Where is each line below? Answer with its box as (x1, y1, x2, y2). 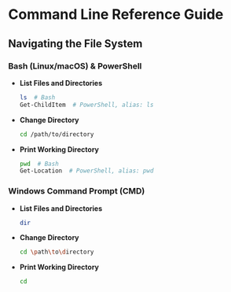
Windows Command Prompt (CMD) (8, 186, 145, 197)
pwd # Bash (19, 160, 59, 168)
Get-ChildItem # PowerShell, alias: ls (19, 101, 154, 109)
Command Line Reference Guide (8, 6, 224, 24)
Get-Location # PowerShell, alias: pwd (19, 167, 154, 175)
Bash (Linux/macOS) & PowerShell (8, 61, 142, 72)
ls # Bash (19, 93, 56, 102)
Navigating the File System (8, 37, 143, 50)
